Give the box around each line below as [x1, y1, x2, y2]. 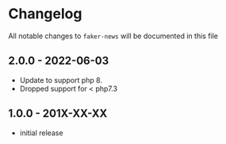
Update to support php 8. [19, 75, 103, 84]
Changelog [8, 5, 82, 23]
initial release [19, 128, 63, 138]
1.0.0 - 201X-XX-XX [8, 107, 108, 120]
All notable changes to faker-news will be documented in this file [8, 31, 219, 41]
